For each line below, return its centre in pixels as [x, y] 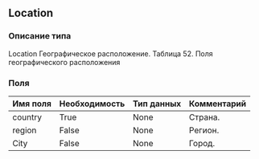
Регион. [204, 130]
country [27, 117]
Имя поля [32, 104]
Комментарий [218, 104]
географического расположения [64, 62]
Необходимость [92, 104]
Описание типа [40, 36]
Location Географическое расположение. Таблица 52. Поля [111, 53]
